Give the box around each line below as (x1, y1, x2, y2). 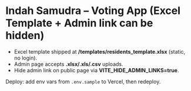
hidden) (5, 29, 45, 42)
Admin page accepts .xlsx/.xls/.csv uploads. (14, 60, 123, 68)
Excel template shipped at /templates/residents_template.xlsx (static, (14, 48, 186, 55)
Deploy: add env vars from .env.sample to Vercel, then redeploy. (5, 78, 161, 85)
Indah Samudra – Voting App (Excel (5, 4, 180, 17)
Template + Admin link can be (5, 16, 153, 30)
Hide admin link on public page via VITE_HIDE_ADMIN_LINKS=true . (14, 66, 179, 73)
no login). (14, 54, 38, 61)
